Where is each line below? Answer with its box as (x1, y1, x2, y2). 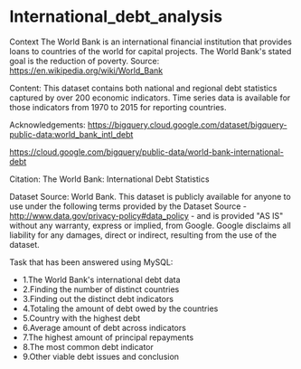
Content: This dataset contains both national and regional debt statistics (9, 82, 277, 93)
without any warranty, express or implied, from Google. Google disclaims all (9, 220, 291, 231)
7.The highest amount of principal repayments (22, 332, 194, 343)
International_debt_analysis (9, 6, 223, 27)
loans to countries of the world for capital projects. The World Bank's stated (9, 45, 292, 56)
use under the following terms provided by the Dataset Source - (9, 201, 247, 212)
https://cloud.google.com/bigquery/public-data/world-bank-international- (9, 147, 285, 157)
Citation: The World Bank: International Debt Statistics (9, 174, 210, 184)
